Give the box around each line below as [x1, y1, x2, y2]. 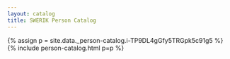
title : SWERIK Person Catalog [7, 17, 97, 24]
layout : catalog [7, 10, 55, 18]
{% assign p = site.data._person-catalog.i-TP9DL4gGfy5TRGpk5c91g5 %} [7, 36, 224, 44]
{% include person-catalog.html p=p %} [7, 44, 125, 52]
